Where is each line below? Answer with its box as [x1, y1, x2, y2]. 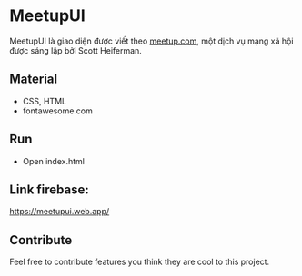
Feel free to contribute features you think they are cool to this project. [9, 256, 270, 268]
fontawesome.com [22, 105, 94, 116]
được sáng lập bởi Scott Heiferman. [9, 44, 143, 55]
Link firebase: [9, 182, 89, 197]
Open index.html [22, 155, 85, 166]
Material [9, 72, 57, 87]
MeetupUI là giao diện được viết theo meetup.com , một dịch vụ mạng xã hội [9, 35, 294, 46]
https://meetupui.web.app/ [9, 206, 110, 217]
